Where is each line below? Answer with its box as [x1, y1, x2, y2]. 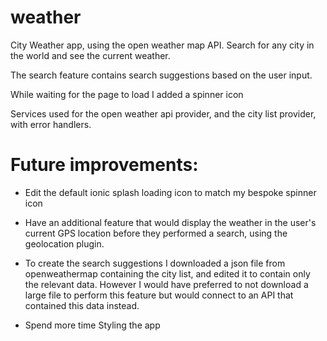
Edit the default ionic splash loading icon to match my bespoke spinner [24, 186, 317, 198]
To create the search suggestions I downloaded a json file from [24, 257, 286, 269]
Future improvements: [10, 154, 199, 176]
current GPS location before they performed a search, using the [24, 227, 288, 239]
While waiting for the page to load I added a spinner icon [10, 88, 244, 100]
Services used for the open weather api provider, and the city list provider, [10, 107, 317, 120]
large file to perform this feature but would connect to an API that [24, 289, 294, 301]
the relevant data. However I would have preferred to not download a [24, 278, 309, 290]
